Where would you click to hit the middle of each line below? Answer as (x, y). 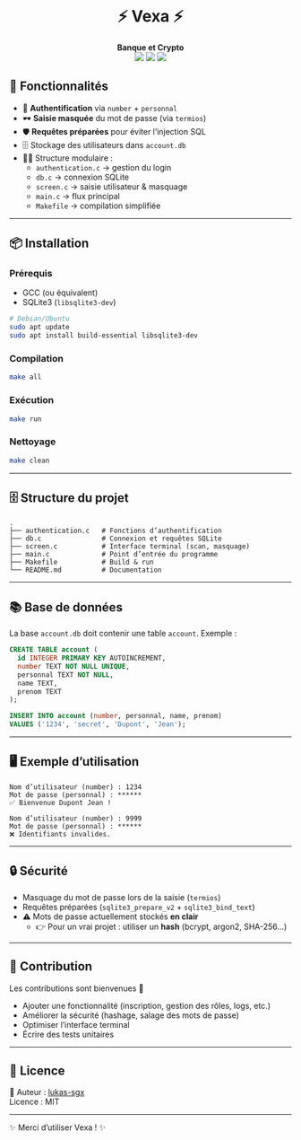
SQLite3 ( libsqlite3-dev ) (69, 303)
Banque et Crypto (150, 47)
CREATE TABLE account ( (54, 650)
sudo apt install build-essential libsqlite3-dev (104, 336)
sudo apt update (39, 328)
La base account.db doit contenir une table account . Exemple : (123, 634)
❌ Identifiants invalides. (60, 834)
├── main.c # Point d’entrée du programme (114, 555)
